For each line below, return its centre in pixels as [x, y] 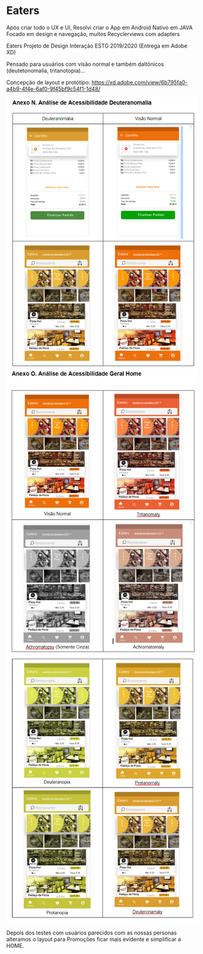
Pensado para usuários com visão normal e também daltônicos [85, 64]
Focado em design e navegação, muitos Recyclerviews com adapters [93, 34]
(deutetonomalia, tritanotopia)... [46, 70]
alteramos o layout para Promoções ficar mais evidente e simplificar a [94, 939]
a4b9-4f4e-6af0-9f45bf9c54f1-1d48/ [53, 88]
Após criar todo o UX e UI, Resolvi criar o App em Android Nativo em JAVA [100, 27]
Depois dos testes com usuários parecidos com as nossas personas [92, 933]
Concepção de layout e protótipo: [48, 82]
